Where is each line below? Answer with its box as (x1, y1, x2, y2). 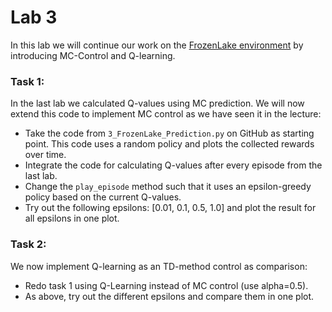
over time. (24, 149, 67, 161)
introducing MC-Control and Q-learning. (10, 49, 176, 61)
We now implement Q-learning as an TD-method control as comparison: (10, 260, 308, 272)
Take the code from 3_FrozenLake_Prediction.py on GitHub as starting (24, 127, 315, 140)
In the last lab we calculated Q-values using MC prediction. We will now (10, 97, 305, 110)
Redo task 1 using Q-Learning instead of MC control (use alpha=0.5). (24, 279, 309, 291)
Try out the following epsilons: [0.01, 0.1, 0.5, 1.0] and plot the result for (24, 202, 317, 214)
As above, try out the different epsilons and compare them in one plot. (24, 290, 315, 302)
